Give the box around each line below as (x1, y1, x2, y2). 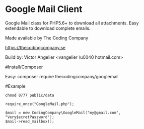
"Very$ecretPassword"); (5, 115, 55, 120)
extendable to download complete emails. (5, 25, 91, 31)
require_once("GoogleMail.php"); (5, 101, 74, 107)
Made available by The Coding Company (5, 35, 88, 41)
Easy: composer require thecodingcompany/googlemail (5, 73, 119, 79)
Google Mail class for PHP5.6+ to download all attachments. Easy (5, 20, 139, 26)
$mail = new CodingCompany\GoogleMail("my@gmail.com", (5, 110, 121, 115)
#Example (5, 83, 26, 89)
